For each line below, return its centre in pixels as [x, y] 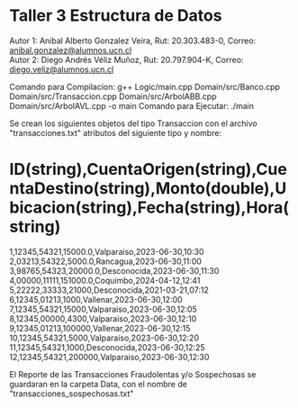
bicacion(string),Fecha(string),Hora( [149, 208]
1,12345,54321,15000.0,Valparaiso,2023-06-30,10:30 [107, 251]
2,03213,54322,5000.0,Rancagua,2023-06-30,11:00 [106, 261]
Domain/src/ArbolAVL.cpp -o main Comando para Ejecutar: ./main [132, 105]
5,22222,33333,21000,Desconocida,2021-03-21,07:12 [109, 290]
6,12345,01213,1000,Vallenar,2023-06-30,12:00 [96, 299]
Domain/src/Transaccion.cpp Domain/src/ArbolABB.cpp [113, 96]
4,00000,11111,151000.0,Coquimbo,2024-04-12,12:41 [105, 280]
